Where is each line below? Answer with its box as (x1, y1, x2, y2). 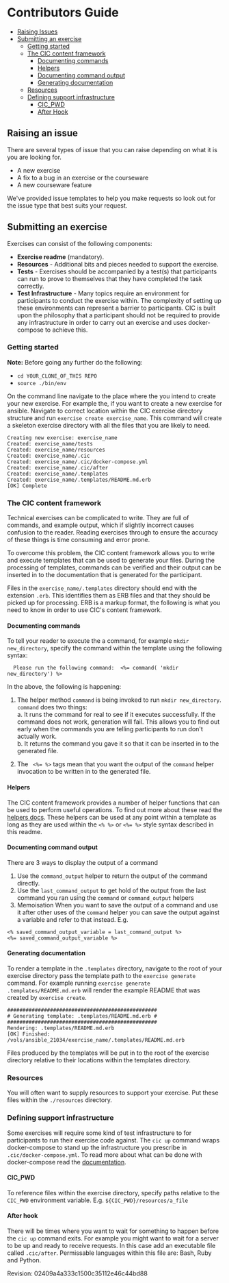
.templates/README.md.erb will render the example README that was (7, 986, 200, 994)
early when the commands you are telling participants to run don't (16, 725, 204, 733)
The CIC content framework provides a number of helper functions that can (7, 798, 220, 807)
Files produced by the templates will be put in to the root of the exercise (7, 1049, 210, 1057)
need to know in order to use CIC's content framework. (7, 606, 162, 614)
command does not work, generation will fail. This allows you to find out (16, 718, 220, 726)
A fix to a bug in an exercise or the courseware (16, 173, 149, 182)
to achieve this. (44, 326, 88, 334)
